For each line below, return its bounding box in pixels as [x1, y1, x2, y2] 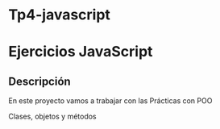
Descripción [8, 74, 71, 88]
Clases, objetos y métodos [8, 111, 97, 122]
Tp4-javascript [8, 6, 111, 24]
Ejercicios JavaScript [8, 43, 153, 61]
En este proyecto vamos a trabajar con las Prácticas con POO [8, 96, 213, 106]
